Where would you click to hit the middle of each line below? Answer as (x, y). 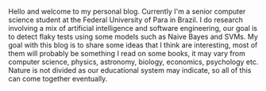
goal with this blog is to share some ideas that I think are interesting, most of (133, 45)
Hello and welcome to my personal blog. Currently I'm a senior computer (127, 11)
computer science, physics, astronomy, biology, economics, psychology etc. (133, 62)
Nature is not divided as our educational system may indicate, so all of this (130, 70)
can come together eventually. (58, 79)
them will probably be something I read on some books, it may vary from (127, 53)
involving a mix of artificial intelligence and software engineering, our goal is (133, 28)
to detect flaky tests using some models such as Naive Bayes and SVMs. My (133, 36)
